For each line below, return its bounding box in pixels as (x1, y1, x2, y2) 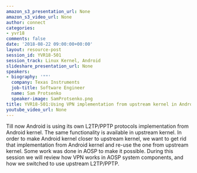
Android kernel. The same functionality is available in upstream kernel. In (6, 129, 182, 136)
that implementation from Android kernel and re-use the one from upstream (6, 141, 189, 148)
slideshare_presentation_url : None (6, 63, 93, 69)
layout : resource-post (6, 47, 62, 53)
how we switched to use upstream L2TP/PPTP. (6, 160, 120, 167)
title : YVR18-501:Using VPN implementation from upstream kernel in (6, 101, 177, 107)
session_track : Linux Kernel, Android (6, 57, 101, 63)
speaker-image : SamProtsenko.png (11, 96, 93, 101)
